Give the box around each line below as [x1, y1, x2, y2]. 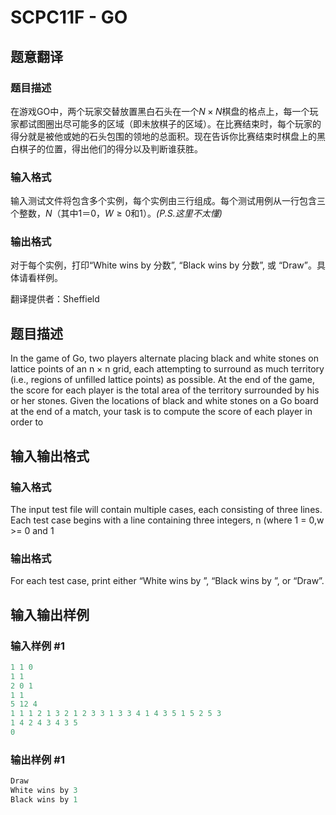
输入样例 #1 [10, 639, 65, 653]
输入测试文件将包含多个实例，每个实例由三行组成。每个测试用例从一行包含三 [10, 195, 326, 207]
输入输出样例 [10, 606, 90, 623]
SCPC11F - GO [10, 6, 128, 29]
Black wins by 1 [10, 795, 78, 805]
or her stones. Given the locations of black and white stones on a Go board [10, 395, 319, 407]
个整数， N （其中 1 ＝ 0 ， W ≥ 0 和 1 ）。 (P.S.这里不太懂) [10, 207, 223, 220]
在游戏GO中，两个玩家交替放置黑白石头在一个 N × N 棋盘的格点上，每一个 [10, 105, 310, 117]
